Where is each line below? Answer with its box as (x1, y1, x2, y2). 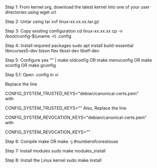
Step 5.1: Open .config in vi (5, 72, 58, 77)
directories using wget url (5, 9, 56, 15)
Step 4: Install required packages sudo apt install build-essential (5, 43, 134, 48)
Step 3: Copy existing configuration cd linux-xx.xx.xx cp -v (5, 28, 123, 34)
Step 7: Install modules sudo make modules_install (5, 148, 106, 153)
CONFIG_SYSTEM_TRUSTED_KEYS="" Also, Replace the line (5, 105, 127, 111)
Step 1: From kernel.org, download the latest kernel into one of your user (5, 4, 150, 10)
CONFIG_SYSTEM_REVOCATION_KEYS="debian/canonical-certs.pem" (5, 115, 147, 120)
